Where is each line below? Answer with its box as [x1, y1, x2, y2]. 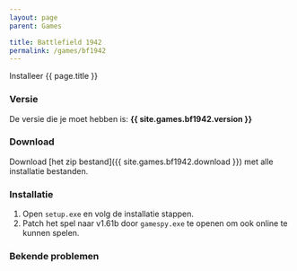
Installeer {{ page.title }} [9, 71, 99, 82]
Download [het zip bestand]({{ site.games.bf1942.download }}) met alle [9, 156, 274, 167]
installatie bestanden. [9, 165, 89, 176]
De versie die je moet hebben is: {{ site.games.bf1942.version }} [9, 113, 253, 124]
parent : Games [9, 22, 63, 31]
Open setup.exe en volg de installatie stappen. [22, 208, 195, 220]
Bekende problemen [9, 250, 100, 263]
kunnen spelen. [22, 228, 80, 239]
